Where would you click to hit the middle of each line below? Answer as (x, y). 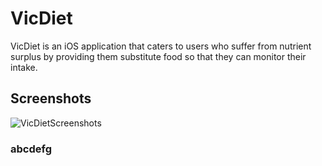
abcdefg (31, 149)
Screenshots (51, 98)
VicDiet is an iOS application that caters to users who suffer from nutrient (161, 46)
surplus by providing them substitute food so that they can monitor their (158, 56)
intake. (24, 67)
